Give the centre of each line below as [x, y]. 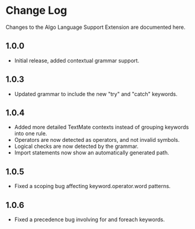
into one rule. [31, 133]
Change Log [36, 11]
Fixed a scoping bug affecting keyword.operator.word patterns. [92, 186]
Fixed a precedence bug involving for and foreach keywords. [89, 219]
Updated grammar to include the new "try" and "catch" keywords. [96, 94]
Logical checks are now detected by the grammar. [76, 146]
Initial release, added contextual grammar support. [76, 60]
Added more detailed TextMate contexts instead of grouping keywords [102, 127]
